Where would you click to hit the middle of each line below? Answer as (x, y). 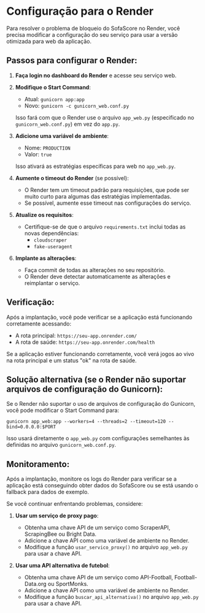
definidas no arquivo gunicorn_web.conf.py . (61, 445)
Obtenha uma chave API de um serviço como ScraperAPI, (97, 528)
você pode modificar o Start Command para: (63, 410)
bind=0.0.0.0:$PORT (31, 427)
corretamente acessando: (39, 324)
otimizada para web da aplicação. (49, 41)
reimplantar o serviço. (52, 283)
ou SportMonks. (68, 584)
